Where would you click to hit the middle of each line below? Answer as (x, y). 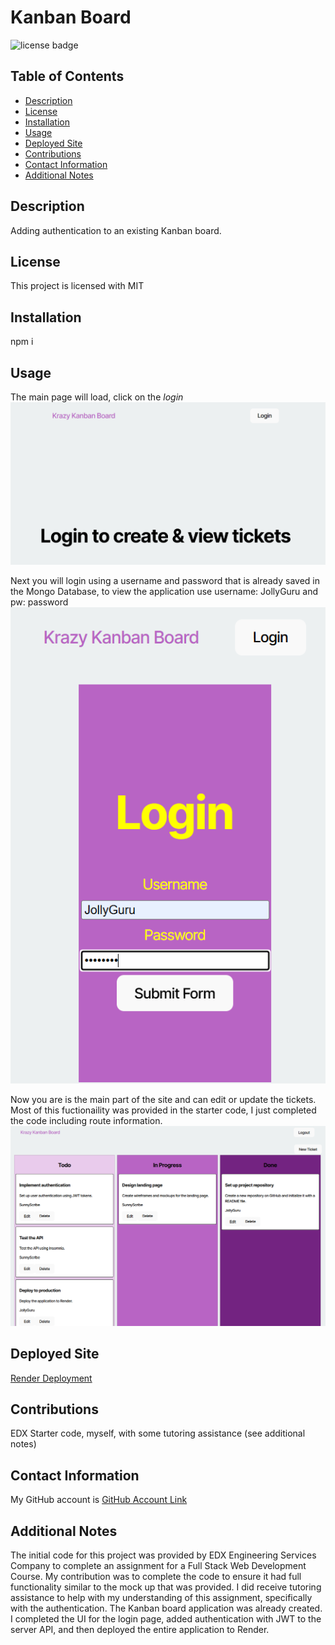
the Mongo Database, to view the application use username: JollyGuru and (164, 591)
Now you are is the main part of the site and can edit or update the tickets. (163, 1100)
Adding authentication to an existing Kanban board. (116, 230)
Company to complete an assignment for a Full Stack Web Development (158, 1566)
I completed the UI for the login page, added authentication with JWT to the (166, 1619)
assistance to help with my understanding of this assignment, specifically (161, 1598)
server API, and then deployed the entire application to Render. (140, 1630)
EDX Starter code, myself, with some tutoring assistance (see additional (158, 1433)
